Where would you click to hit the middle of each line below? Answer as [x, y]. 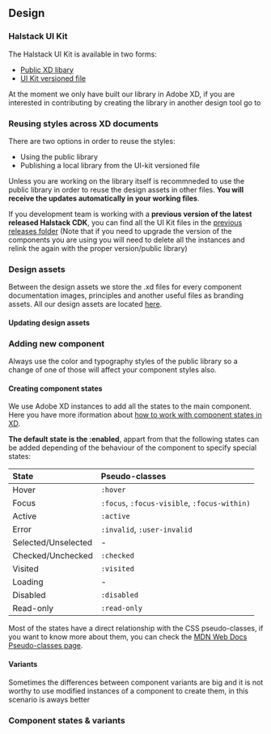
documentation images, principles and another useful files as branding [126, 295]
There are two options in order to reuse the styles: [92, 141]
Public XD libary [47, 70]
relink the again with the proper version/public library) [98, 248]
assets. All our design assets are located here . [85, 304]
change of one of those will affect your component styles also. [112, 370]
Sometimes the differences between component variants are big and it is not [136, 682]
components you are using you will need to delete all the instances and [127, 240]
